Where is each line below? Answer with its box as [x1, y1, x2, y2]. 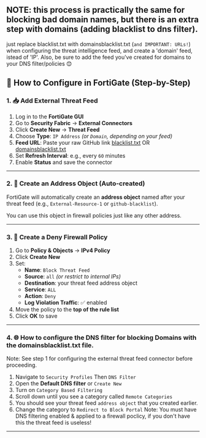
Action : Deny [24, 293, 56, 300]
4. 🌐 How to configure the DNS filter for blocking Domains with [6, 334, 197, 342]
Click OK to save [15, 312, 58, 320]
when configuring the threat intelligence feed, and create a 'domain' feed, [6, 47, 193, 54]
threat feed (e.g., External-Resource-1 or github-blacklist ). [6, 199, 158, 207]
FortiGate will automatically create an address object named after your [6, 193, 185, 201]
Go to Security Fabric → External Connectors [15, 119, 133, 126]
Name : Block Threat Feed [24, 266, 90, 274]
